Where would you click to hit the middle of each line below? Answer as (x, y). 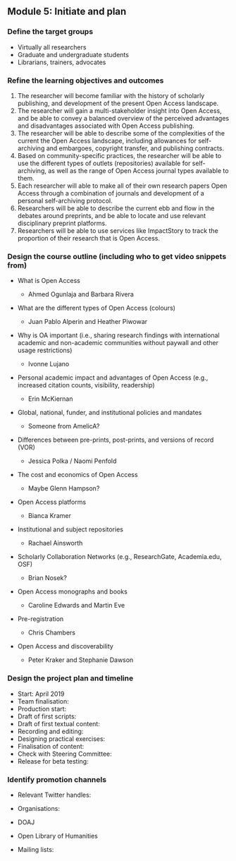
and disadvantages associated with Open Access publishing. (106, 126)
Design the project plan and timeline (70, 678)
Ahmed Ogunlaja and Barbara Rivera (81, 294)
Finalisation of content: (51, 746)
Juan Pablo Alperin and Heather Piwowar (88, 322)
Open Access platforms (52, 502)
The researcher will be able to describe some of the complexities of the (121, 133)
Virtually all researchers (52, 47)
